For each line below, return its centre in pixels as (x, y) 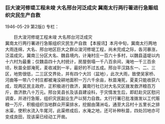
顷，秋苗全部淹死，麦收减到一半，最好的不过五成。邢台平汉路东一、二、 (78, 68)
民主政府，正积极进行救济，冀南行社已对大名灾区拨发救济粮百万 (91, 86)
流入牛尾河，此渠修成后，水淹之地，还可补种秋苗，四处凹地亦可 (95, 111)
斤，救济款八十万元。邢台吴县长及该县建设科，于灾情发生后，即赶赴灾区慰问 (82, 92)
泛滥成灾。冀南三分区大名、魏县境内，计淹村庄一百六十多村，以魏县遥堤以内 (82, 55)
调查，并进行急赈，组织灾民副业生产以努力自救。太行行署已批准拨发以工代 (80, 99)
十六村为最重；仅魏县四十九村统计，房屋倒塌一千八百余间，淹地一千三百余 (80, 62)
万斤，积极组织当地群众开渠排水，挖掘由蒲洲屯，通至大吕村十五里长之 (84, 104)
